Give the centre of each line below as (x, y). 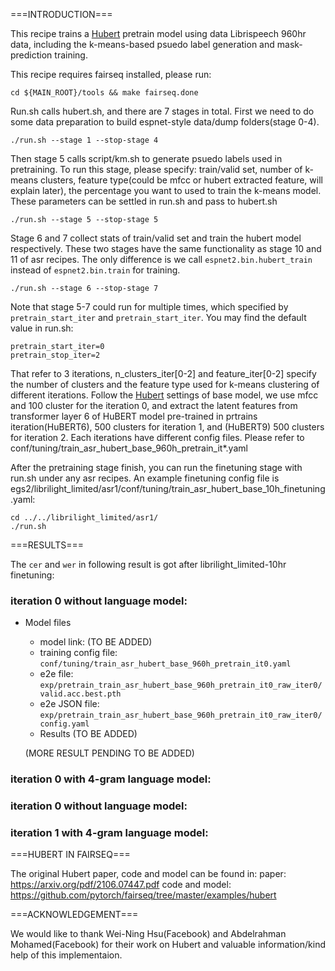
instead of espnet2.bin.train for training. (95, 270)
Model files (48, 623)
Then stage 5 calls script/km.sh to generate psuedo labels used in (146, 158)
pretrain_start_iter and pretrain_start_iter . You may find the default (158, 317)
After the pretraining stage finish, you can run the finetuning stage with (156, 467)
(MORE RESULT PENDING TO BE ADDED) (109, 753)
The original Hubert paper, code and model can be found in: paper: (148, 874)
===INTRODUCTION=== (61, 14)
